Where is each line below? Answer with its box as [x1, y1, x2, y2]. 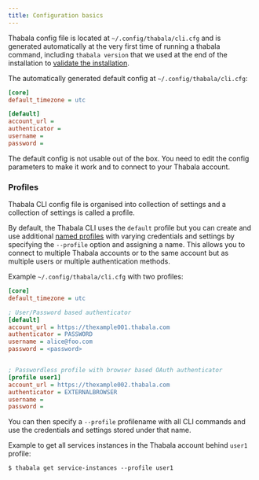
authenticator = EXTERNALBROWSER [8, 388, 118, 396]
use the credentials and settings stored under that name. [8, 426, 192, 435]
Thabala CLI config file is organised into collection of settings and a [8, 200, 226, 209]
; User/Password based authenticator [8, 308, 132, 316]
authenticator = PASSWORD [8, 330, 93, 338]
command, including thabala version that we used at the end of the [8, 50, 228, 59]
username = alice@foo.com [8, 338, 93, 346]
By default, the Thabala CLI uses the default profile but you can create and [8, 223, 252, 233]
